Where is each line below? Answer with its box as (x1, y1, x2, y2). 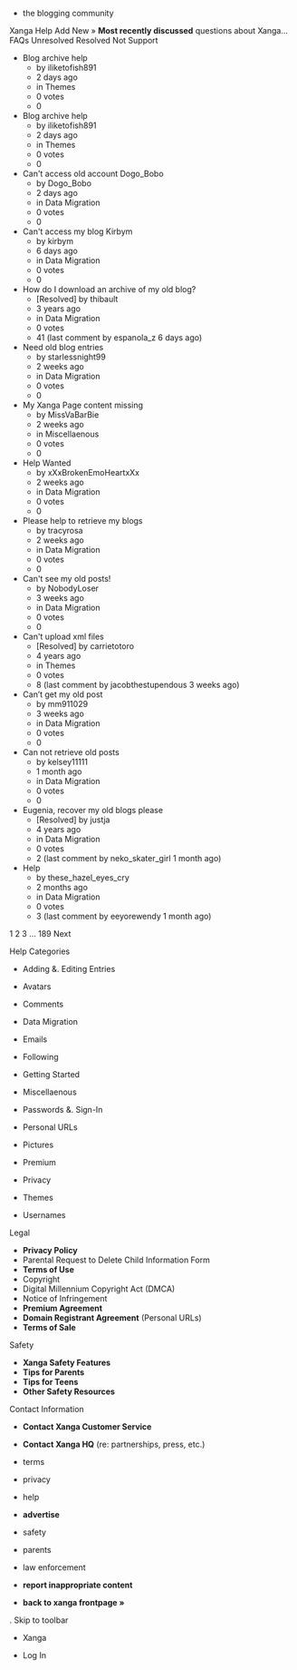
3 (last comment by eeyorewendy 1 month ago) (35, 911, 212, 921)
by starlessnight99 (35, 351, 106, 362)
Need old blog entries (22, 342, 104, 352)
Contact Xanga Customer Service (22, 1421, 152, 1432)
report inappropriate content (22, 1579, 133, 1590)
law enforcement (22, 1562, 86, 1573)
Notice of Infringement (22, 1293, 108, 1303)
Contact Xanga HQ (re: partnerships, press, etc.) (22, 1439, 206, 1449)
